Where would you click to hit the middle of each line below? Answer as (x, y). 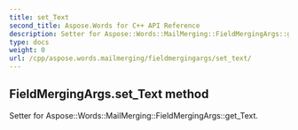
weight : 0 (27, 50)
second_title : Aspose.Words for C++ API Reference (105, 26)
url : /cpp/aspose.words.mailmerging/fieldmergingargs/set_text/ (130, 58)
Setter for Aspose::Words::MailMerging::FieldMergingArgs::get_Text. (134, 115)
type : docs (29, 42)
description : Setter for (55, 34)
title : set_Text (39, 17)
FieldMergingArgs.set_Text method (109, 94)
